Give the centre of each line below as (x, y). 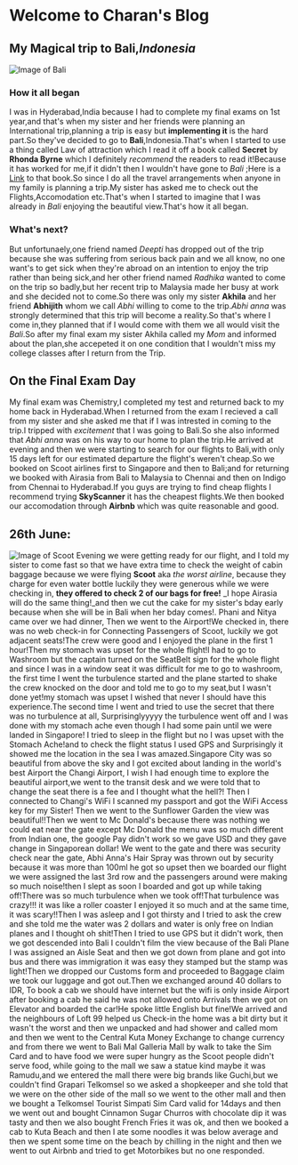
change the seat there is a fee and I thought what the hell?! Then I (129, 791)
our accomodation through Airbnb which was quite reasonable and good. (144, 506)
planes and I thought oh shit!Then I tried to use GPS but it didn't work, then (146, 934)
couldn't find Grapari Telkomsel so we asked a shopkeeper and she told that (149, 1085)
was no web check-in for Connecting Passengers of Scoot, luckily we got (144, 631)
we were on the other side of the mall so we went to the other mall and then (148, 1094)
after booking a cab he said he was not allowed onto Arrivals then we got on (149, 1000)
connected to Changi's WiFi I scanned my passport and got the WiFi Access (149, 801)
